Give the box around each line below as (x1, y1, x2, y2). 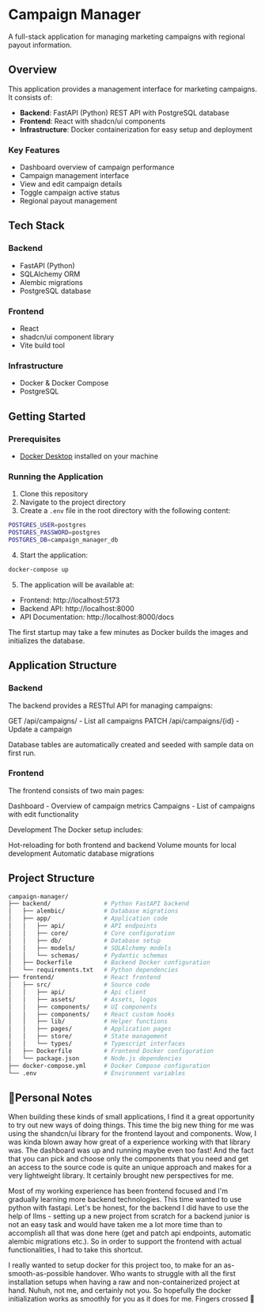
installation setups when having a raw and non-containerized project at (8, 1277, 240, 1287)
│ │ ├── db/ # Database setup (8, 937, 161, 944)
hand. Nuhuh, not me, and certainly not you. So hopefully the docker (8, 1286, 232, 1295)
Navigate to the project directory (19, 497, 127, 507)
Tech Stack (8, 219, 65, 233)
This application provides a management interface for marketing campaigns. (8, 84, 257, 93)
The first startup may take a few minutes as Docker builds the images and (8, 627, 248, 636)
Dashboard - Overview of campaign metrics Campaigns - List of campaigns (8, 801, 256, 811)
